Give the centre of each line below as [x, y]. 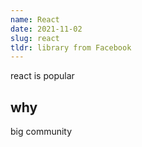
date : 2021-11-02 [46, 29]
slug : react [35, 38]
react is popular [42, 76]
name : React [35, 19]
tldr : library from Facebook [71, 47]
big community [41, 132]
